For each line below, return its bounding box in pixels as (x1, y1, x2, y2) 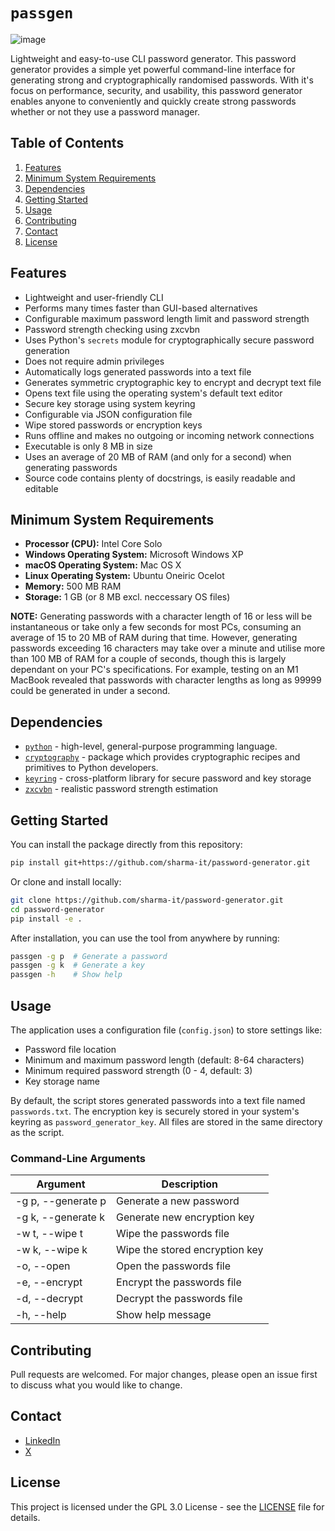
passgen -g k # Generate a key (10, 960, 145, 971)
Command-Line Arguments (10, 1151, 147, 1165)
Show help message (116, 1308, 212, 1322)
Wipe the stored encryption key (116, 1243, 264, 1257)
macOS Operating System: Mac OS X (24, 559, 182, 571)
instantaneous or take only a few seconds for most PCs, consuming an (10, 621, 302, 633)
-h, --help (15, 1308, 67, 1322)
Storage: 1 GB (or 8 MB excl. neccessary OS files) (24, 591, 231, 603)
